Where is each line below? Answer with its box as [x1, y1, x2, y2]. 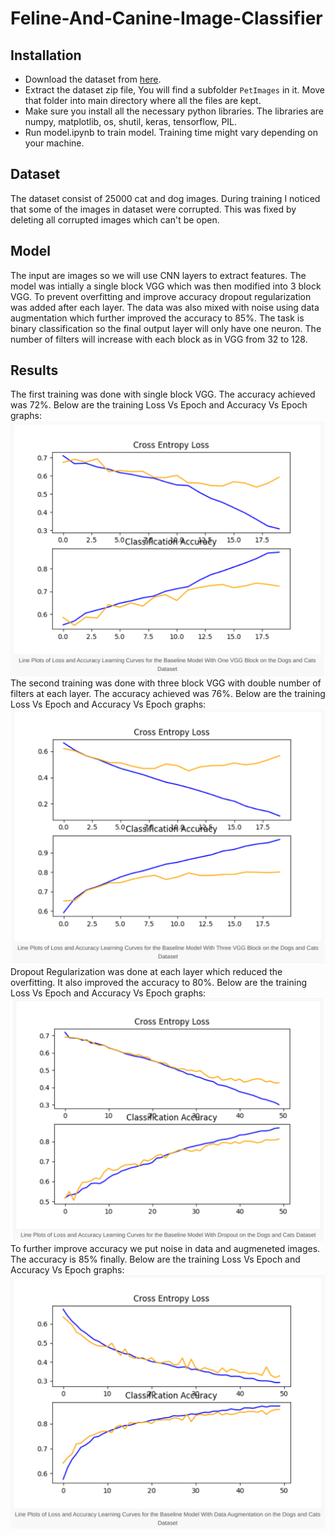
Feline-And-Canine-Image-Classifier [10, 7, 323, 30]
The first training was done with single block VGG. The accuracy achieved [10, 388, 316, 401]
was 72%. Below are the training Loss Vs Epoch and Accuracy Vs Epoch [10, 399, 308, 411]
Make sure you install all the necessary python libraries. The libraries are [24, 105, 325, 117]
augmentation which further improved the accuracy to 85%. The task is [10, 312, 305, 324]
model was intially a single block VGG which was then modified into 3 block [10, 280, 322, 292]
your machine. [24, 137, 85, 149]
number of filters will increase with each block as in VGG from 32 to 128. [10, 333, 308, 345]
